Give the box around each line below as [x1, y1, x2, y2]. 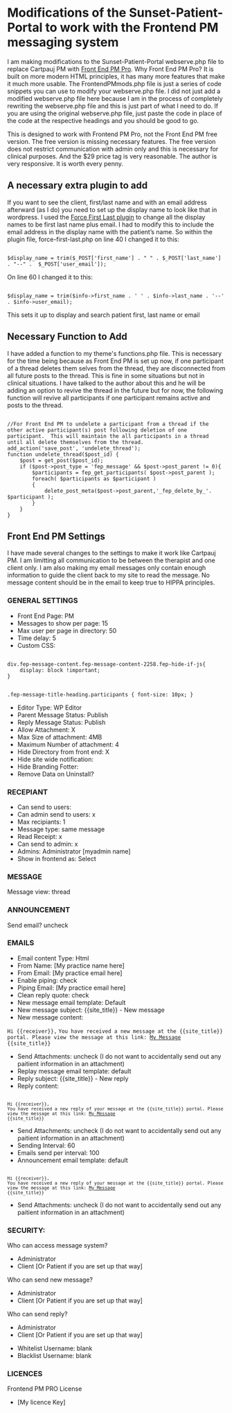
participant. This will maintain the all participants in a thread [7, 432, 209, 439]
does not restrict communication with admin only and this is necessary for [7, 145, 219, 153]
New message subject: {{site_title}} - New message [17, 1006, 165, 1014]
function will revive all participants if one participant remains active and [7, 393, 211, 402]
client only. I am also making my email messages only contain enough [7, 564, 206, 572]
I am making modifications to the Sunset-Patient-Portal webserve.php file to [7, 57, 224, 65]
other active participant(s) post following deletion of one [7, 426, 188, 434]
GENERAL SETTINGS [7, 596, 78, 605]
